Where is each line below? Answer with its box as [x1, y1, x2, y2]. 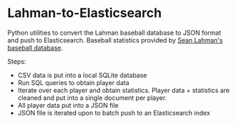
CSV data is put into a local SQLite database [17, 71, 147, 79]
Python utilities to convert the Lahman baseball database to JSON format [7, 28, 222, 37]
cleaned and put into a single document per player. [17, 94, 167, 102]
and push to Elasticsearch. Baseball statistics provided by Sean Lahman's [7, 35, 223, 44]
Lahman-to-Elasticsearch [7, 5, 162, 21]
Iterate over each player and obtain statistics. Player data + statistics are [17, 86, 230, 94]
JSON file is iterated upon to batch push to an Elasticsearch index [17, 108, 211, 117]
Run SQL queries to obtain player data [17, 78, 130, 86]
